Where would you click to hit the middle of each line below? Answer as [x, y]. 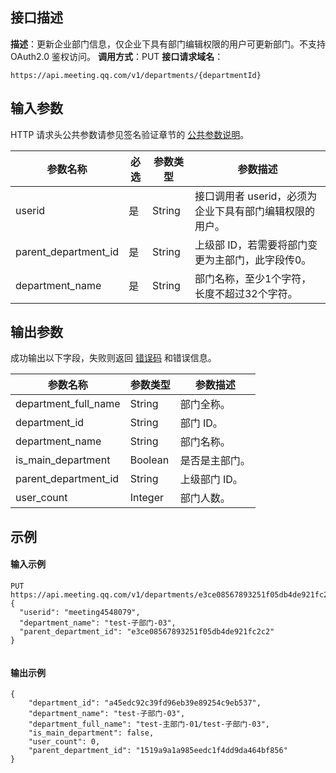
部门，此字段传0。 [268, 260]
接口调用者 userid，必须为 [256, 196]
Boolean [149, 460]
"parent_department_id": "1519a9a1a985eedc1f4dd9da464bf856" [158, 751]
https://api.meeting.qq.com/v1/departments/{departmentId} [136, 75]
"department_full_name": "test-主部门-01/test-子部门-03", [149, 724]
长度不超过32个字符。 [246, 293]
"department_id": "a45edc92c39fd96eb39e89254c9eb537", [145, 703]
